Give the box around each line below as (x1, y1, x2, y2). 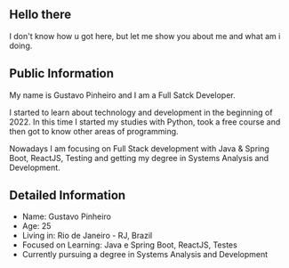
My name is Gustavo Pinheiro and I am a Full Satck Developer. (9, 89, 236, 101)
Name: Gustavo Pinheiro (21, 211, 111, 222)
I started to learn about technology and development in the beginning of (9, 107, 273, 118)
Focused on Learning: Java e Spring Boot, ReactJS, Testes (21, 240, 237, 250)
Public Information (9, 66, 114, 81)
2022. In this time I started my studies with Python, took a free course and (9, 116, 281, 127)
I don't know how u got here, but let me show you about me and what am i (9, 30, 281, 41)
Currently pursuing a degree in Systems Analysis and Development (21, 249, 269, 260)
